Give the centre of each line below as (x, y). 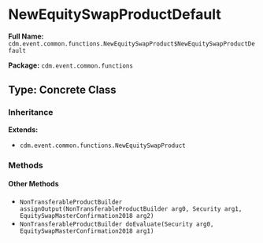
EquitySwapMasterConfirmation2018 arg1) (87, 231)
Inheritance (31, 112)
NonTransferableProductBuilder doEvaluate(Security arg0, (117, 224)
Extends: (23, 129)
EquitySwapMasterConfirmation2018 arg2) (87, 215)
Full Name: (26, 36)
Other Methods (33, 184)
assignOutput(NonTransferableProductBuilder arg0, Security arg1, (131, 209)
